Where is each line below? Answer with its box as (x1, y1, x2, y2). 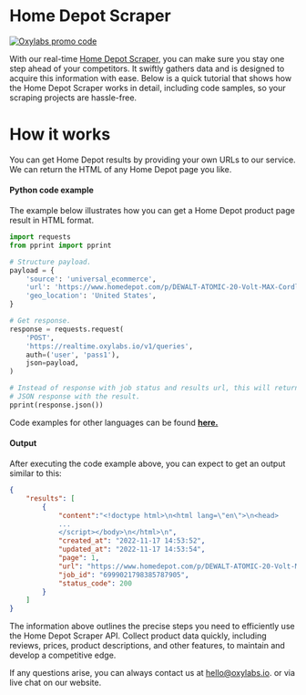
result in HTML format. (9, 215, 94, 226)
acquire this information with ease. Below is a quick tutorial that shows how (9, 72, 292, 83)
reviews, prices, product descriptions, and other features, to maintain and (9, 640, 285, 651)
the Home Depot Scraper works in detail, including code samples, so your (9, 82, 287, 93)
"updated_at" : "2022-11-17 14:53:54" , (57, 545, 206, 555)
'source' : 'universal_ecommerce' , (25, 275, 157, 284)
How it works (9, 124, 111, 145)
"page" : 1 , (57, 554, 100, 563)
